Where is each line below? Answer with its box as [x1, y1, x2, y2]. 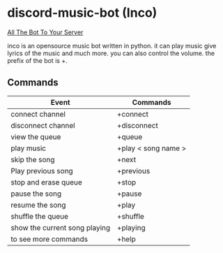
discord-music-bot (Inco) [7, 5, 157, 21]
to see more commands [10, 234, 89, 244]
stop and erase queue [10, 177, 82, 187]
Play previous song [10, 166, 73, 175]
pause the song [10, 189, 62, 198]
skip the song [10, 154, 55, 164]
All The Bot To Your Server [7, 28, 84, 36]
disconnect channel [10, 120, 75, 130]
